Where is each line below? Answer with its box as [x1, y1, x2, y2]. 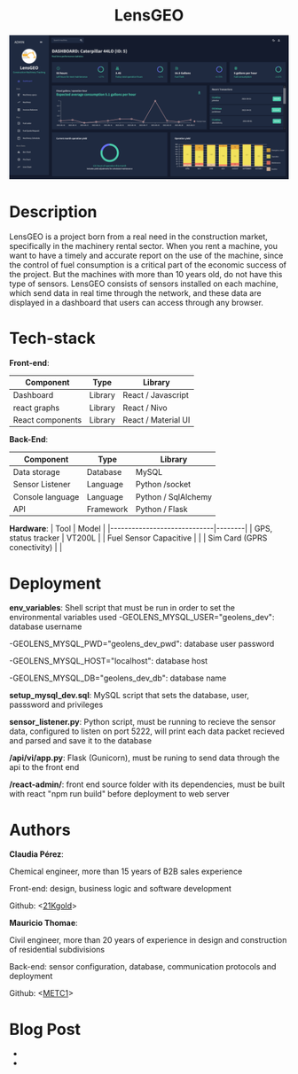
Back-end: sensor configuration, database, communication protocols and [9, 961, 277, 972]
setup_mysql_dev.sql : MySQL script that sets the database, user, [9, 690, 250, 701]
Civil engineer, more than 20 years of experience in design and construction [9, 935, 287, 946]
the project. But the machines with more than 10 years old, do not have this [9, 268, 283, 279]
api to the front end [9, 762, 80, 773]
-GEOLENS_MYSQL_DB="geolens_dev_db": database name [9, 673, 227, 683]
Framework [87, 503, 129, 514]
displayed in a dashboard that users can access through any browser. [9, 297, 264, 307]
